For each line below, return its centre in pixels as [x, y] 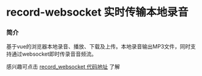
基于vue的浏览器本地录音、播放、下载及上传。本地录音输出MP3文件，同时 [99, 47]
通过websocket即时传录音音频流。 [54, 54]
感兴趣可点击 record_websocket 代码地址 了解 [63, 67]
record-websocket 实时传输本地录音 [97, 12]
